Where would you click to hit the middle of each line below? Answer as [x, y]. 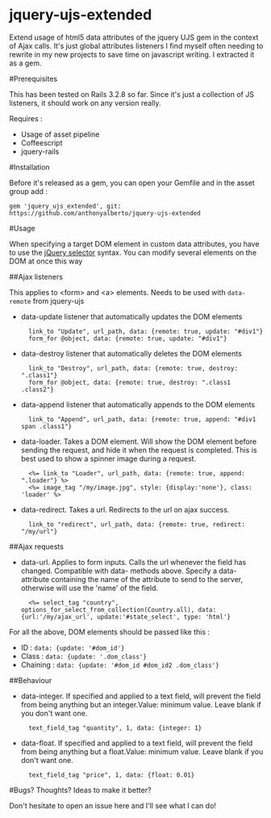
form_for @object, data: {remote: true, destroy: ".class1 [130, 382]
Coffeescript [42, 142]
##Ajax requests [36, 546]
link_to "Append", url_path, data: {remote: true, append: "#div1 [142, 419]
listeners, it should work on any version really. [85, 103]
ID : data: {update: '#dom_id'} [73, 647]
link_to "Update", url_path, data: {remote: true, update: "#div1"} [146, 331]
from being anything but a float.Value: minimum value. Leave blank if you [142, 751]
